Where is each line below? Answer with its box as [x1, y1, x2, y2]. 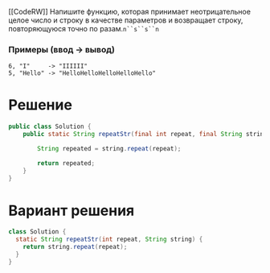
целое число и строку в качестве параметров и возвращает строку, [8, 15, 243, 25]
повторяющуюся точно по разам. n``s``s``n [8, 24, 159, 33]
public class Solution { [8, 122, 92, 131]
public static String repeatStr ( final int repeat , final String [22, 130, 243, 139]
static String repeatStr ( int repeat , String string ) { [15, 235, 203, 244]
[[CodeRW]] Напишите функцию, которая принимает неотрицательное [8, 7, 252, 16]
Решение [8, 96, 72, 114]
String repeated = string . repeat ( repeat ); [37, 144, 182, 152]
